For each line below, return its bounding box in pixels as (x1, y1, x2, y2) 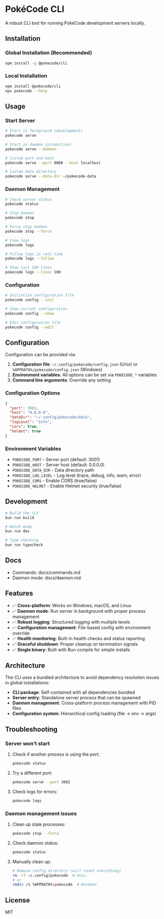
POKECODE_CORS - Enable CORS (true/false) (12, 477, 97, 484)
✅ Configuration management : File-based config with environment (12, 624, 151, 631)
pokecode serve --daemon (5, 146, 56, 151)
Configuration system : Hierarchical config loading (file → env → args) (12, 711, 157, 717)
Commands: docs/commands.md (12, 569, 81, 575)
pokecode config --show (5, 311, 55, 316)
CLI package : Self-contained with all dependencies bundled (12, 689, 135, 695)
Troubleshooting (5, 725, 58, 733)
